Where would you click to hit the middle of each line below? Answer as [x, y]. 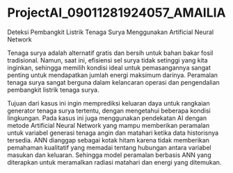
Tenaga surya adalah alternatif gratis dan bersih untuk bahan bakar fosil [110, 53]
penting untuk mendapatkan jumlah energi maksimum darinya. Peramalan [112, 75]
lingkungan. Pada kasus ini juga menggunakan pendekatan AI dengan [107, 118]
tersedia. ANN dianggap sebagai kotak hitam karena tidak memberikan [109, 140]
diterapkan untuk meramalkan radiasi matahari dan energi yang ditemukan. [114, 162]
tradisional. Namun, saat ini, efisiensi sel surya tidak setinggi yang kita [107, 60]
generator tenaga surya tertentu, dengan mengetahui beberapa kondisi [109, 110]
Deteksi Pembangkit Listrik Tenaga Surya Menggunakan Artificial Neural [111, 32]
